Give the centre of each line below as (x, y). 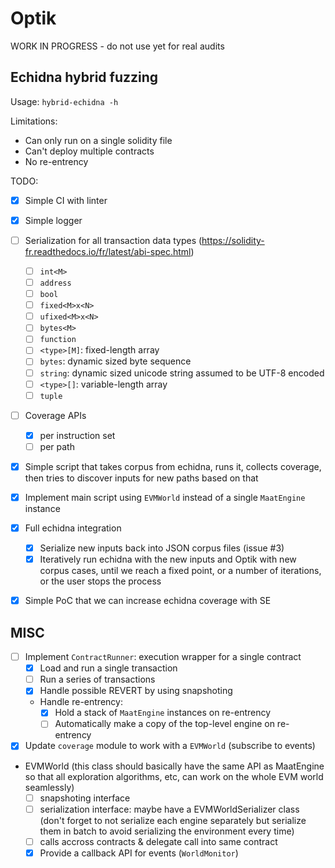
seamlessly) (49, 787)
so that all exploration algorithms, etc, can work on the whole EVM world (174, 776)
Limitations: (34, 121)
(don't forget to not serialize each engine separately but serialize (173, 820)
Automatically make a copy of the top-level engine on (164, 724)
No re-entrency (56, 161)
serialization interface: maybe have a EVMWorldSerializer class (169, 809)
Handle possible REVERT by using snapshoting (136, 691)
